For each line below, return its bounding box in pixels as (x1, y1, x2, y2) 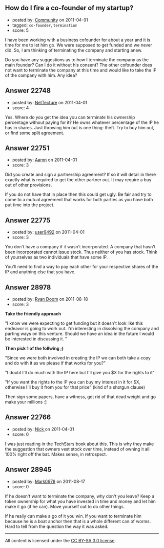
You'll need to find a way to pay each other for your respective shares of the (5, 264, 159, 270)
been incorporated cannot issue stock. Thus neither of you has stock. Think (5, 249, 158, 255)
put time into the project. (5, 202, 55, 208)
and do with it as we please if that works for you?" (5, 360, 106, 366)
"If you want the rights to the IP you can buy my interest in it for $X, (5, 379, 141, 385)
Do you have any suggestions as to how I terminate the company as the (5, 56, 149, 63)
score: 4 (12, 105, 29, 111)
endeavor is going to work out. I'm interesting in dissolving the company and (5, 326, 159, 332)
